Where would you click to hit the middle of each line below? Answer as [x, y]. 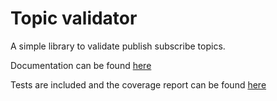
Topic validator [74, 18]
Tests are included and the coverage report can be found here [138, 84]
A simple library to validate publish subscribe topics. [118, 46]
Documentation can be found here [81, 65]
